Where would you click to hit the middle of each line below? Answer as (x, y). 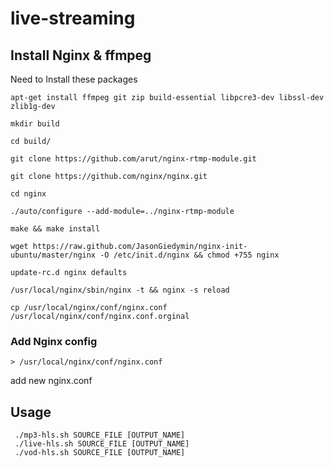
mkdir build (35, 124)
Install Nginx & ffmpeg (81, 55)
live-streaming (73, 18)
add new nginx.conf (51, 381)
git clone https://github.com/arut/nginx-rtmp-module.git (133, 159)
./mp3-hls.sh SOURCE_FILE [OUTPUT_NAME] (100, 435)
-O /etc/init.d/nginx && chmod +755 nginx (189, 255)
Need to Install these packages (74, 79)
